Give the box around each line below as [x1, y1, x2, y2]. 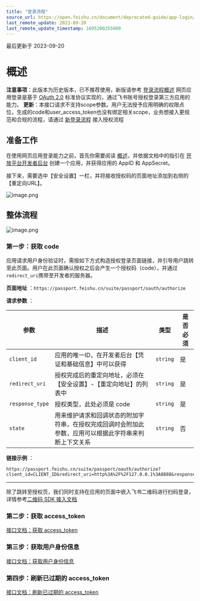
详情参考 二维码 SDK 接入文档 [6, 496, 77, 503]
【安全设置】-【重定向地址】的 [54, 380, 142, 389]
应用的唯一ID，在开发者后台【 [54, 351, 139, 359]
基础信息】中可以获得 [66, 360, 127, 368]
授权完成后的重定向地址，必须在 [54, 371, 145, 380]
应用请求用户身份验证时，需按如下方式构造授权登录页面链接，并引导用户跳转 [6, 257, 194, 264]
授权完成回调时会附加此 [78, 420, 145, 428]
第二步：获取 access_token [6, 512, 85, 521]
